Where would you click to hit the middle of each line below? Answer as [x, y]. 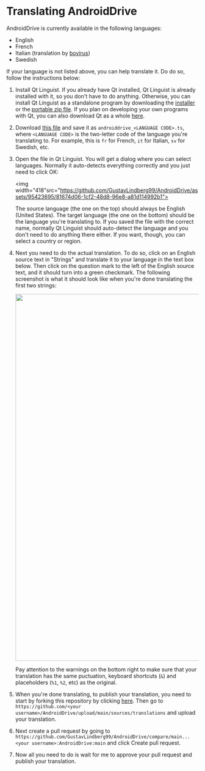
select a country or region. [49, 241]
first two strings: [36, 285]
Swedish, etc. [32, 147]
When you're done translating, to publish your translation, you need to [103, 694]
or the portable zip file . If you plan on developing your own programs [102, 109]
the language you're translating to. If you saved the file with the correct [104, 221]
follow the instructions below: [43, 78]
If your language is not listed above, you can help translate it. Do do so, [95, 71]
